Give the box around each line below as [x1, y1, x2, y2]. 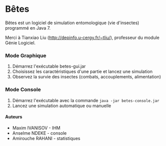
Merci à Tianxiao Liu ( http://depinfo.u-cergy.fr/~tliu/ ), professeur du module [5, 35, 160, 40]
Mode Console [5, 86, 41, 93]
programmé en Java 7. [5, 25, 51, 31]
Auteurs [5, 114, 22, 120]
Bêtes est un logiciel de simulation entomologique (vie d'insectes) [5, 20, 140, 26]
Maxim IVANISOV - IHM [12, 125, 60, 131]
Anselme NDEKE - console [12, 130, 67, 136]
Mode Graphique [5, 52, 47, 59]
